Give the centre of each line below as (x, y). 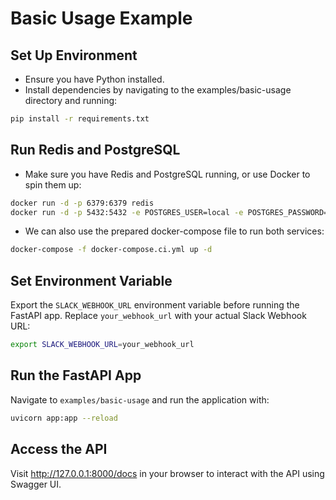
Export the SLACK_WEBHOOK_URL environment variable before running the (155, 305)
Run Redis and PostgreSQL (95, 150)
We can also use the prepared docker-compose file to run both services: (174, 231)
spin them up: (53, 184)
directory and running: (71, 100)
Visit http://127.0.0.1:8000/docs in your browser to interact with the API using (167, 473)
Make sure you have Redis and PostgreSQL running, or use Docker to (167, 174)
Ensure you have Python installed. (94, 79)
